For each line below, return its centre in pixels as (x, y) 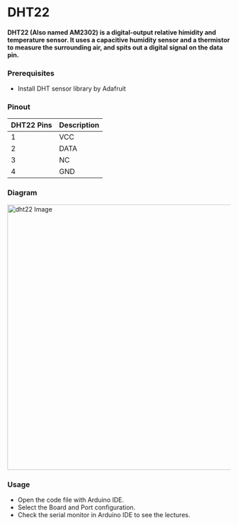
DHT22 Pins (32, 125)
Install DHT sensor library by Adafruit (72, 88)
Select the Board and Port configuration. (76, 507)
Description (79, 125)
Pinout (19, 107)
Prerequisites (31, 73)
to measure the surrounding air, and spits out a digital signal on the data (115, 47)
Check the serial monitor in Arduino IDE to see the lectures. (104, 514)
